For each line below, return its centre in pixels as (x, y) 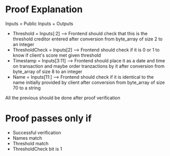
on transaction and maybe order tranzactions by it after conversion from (89, 66)
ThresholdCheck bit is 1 (37, 149)
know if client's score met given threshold (57, 55)
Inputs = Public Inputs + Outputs (39, 24)
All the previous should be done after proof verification (63, 98)
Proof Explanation (44, 9)
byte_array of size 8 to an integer (47, 71)
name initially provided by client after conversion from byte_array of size (89, 82)
